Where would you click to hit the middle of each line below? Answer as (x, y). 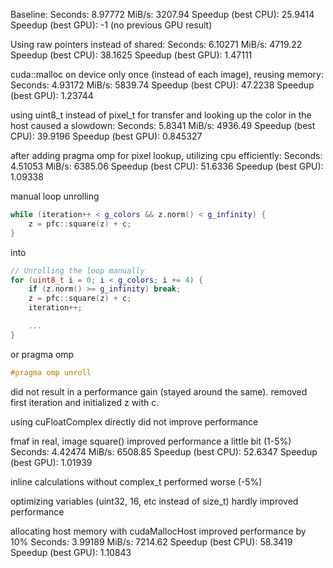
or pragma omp (42, 354)
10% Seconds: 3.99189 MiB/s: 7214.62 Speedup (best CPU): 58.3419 (151, 541)
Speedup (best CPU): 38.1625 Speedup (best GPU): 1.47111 (131, 55)
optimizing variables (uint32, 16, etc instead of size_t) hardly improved (154, 501)
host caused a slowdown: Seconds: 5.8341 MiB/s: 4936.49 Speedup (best (163, 125)
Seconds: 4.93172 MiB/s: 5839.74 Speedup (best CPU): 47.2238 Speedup (162, 85)
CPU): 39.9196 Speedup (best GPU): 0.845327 (106, 136)
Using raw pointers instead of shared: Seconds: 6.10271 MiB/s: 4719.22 (156, 44)
